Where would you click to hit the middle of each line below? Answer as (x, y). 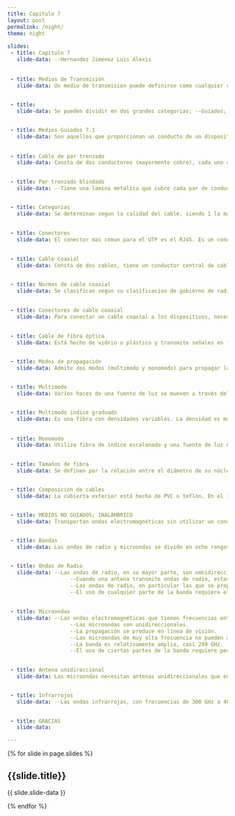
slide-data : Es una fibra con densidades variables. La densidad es (118, 419)
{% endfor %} (27, 806)
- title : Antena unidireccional (57, 670)
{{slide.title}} (37, 776)
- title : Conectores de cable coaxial (67, 310)
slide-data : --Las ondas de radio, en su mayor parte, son (104, 573)
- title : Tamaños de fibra (50, 464)
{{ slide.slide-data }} (36, 792)
